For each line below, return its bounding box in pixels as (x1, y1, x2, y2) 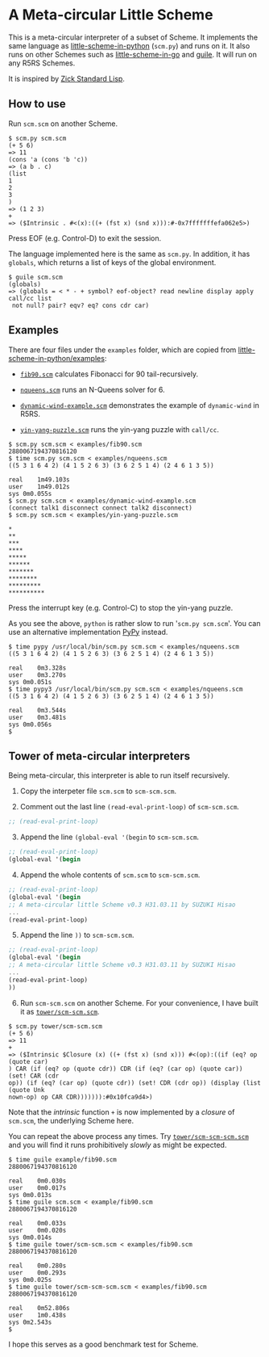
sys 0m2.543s (8, 1318, 52, 1326)
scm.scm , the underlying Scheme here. (8, 1115, 134, 1125)
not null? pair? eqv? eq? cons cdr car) (11, 301, 150, 309)
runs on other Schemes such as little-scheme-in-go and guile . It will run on (8, 49, 258, 59)
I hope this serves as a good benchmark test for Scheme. (8, 1339, 199, 1349)
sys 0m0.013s (8, 1191, 52, 1199)
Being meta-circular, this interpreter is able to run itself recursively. (8, 771, 230, 780)
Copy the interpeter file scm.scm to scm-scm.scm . (19, 786, 177, 796)
